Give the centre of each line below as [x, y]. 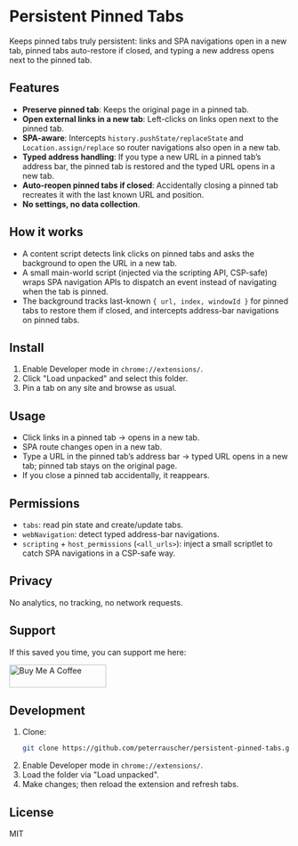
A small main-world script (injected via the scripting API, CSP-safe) [145, 273]
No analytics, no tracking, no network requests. [96, 602]
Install [27, 348]
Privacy [31, 581]
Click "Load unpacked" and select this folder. [105, 378]
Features [34, 88]
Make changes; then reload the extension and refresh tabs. [130, 785]
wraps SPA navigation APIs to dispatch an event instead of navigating [149, 281]
